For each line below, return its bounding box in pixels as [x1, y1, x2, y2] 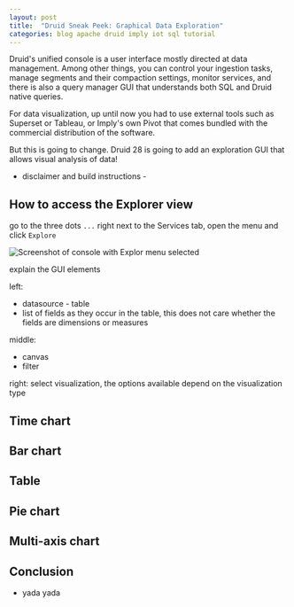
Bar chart [9, 443, 62, 458]
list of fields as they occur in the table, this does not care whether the [21, 307, 276, 319]
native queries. [9, 91, 64, 102]
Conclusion [9, 564, 74, 579]
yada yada [21, 587, 60, 598]
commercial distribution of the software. [9, 128, 156, 138]
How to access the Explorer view [9, 197, 193, 212]
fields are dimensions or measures [21, 317, 149, 328]
